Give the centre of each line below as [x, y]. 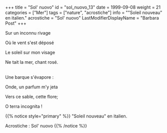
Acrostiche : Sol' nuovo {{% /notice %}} [46, 126]
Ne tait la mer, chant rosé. [32, 62]
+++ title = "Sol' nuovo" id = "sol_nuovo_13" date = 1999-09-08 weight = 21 [83, 7]
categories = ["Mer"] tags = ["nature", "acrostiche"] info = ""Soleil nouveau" [84, 13]
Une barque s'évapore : [29, 77]
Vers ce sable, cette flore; [32, 97]
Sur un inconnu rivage [28, 33]
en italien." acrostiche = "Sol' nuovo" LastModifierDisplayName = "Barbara [82, 18]
